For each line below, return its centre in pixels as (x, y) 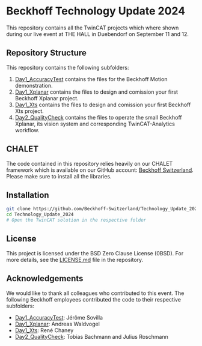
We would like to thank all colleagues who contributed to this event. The (95, 293)
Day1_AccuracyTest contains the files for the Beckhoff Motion (91, 79)
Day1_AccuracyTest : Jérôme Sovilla (59, 317)
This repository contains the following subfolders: (68, 67)
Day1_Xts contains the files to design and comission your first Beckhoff (103, 105)
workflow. (27, 130)
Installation (28, 195)
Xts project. (29, 111)
